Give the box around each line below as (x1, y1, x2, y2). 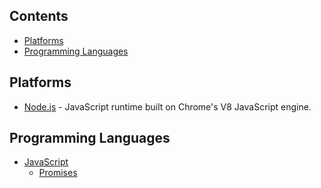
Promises (38, 167, 78, 179)
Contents (9, 8, 69, 25)
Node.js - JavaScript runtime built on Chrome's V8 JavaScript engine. (23, 100, 312, 113)
